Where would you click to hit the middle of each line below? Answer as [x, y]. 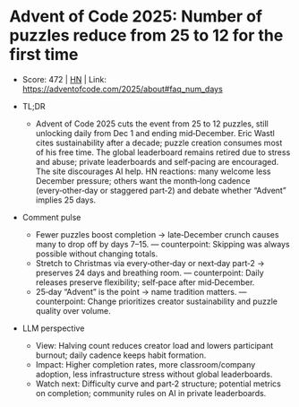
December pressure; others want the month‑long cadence [143, 180]
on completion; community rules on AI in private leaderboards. [151, 393]
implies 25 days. [66, 200]
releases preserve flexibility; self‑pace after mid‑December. [145, 282]
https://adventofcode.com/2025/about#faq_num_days [123, 89]
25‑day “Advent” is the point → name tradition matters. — [141, 291]
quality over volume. [73, 310]
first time [44, 55]
